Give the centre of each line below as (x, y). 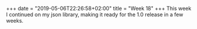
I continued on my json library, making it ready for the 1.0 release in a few (95, 14)
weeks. (15, 21)
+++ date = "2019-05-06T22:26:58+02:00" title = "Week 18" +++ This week (99, 8)
